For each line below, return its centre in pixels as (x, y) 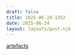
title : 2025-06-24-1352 (36, 18)
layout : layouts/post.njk (38, 29)
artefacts (17, 46)
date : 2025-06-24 (28, 23)
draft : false (23, 12)
